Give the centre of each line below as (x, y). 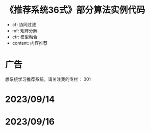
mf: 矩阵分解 (25, 30)
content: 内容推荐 (30, 43)
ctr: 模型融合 (25, 37)
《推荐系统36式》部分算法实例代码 (75, 10)
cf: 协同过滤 (24, 25)
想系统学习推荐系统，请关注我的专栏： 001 (48, 79)
